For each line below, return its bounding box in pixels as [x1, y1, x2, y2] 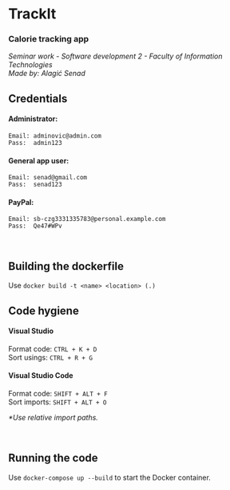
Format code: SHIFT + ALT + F [8, 389, 108, 399]
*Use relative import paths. [8, 413, 98, 423]
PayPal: [8, 197, 34, 207]
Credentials [8, 91, 68, 105]
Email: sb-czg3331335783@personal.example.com [8, 215, 166, 223]
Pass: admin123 [8, 139, 62, 147]
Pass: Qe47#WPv [8, 222, 62, 231]
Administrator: [8, 114, 58, 124]
